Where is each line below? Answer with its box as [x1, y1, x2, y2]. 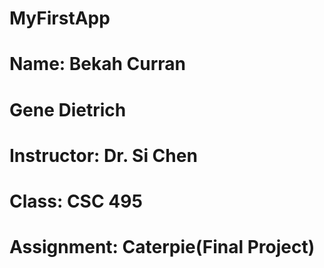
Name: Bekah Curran [9, 53, 187, 76]
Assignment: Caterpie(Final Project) [9, 236, 316, 259]
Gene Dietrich [9, 98, 127, 121]
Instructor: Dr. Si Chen [9, 144, 198, 167]
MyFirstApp [9, 7, 111, 30]
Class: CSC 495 [9, 190, 143, 212]
